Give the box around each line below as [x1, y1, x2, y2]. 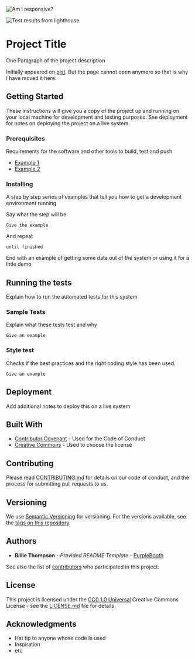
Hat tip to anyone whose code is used [14, 635, 106, 642]
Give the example [6, 222, 49, 229]
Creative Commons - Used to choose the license [14, 441, 132, 449]
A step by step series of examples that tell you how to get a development [6, 193, 182, 200]
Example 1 [14, 159, 39, 166]
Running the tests [6, 277, 72, 287]
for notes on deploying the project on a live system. [6, 119, 130, 126]
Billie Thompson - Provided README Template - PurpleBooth [14, 551, 164, 558]
